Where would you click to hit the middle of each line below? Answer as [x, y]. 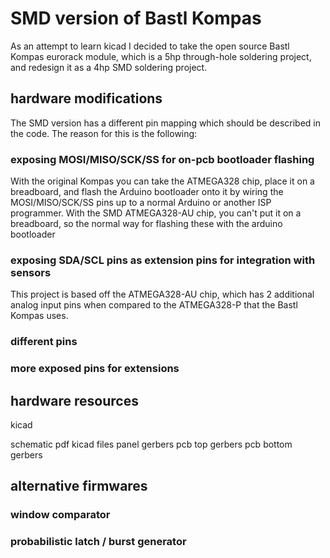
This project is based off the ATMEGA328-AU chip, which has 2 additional [162, 294]
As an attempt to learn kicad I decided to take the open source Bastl [150, 46]
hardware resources [74, 400]
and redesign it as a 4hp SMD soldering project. [109, 67]
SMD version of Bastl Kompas [136, 18]
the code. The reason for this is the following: [104, 133]
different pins [44, 342]
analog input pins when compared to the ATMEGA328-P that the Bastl [154, 305]
